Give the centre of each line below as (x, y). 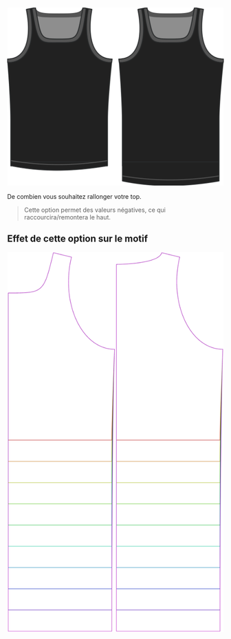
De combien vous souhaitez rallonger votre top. (75, 196)
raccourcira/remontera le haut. (67, 217)
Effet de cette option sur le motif (78, 239)
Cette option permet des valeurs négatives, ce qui (95, 210)
